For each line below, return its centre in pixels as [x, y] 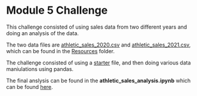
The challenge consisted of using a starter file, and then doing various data [98, 63]
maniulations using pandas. [40, 69]
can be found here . [30, 86]
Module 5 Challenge [57, 10]
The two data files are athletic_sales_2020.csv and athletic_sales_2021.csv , [98, 45]
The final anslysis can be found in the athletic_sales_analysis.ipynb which [98, 80]
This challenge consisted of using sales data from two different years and [97, 27]
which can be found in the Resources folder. [61, 51]
